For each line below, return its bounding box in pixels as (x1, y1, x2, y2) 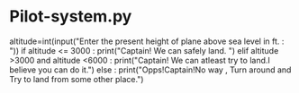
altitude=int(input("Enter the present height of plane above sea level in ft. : (9, 36, 285, 46)
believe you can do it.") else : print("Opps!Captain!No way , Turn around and (9, 64, 292, 75)
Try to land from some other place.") (9, 73, 144, 84)
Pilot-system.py (9, 6, 132, 27)
